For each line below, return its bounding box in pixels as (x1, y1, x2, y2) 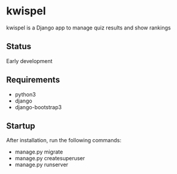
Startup (6, 121, 35, 131)
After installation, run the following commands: (6, 137, 122, 144)
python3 (14, 91, 36, 98)
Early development (6, 57, 53, 64)
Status (6, 41, 32, 52)
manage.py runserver (14, 161, 68, 169)
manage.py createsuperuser (14, 155, 85, 162)
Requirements (6, 75, 60, 85)
